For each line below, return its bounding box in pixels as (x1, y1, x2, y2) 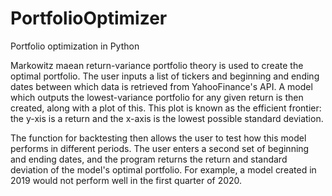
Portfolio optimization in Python (10, 40, 140, 52)
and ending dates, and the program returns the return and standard (10, 153, 288, 165)
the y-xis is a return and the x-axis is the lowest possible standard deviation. (10, 112, 324, 124)
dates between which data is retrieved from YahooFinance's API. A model (10, 80, 313, 92)
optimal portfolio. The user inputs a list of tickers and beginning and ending (10, 70, 320, 82)
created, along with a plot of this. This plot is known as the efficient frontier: (10, 102, 322, 114)
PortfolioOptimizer (10, 7, 168, 30)
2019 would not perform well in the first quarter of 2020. (10, 174, 243, 186)
